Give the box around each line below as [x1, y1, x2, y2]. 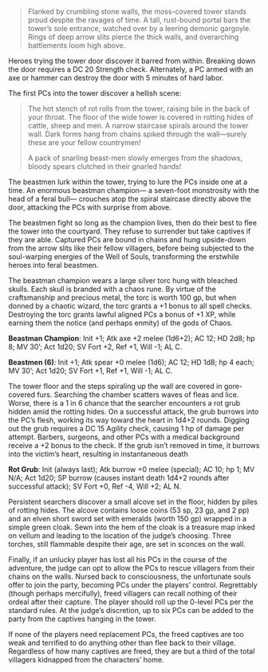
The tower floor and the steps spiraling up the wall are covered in [8, 382, 223, 391]
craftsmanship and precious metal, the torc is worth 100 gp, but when [8, 293, 237, 302]
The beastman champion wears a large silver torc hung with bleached [8, 276, 238, 285]
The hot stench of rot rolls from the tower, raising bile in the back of [27, 104, 250, 113]
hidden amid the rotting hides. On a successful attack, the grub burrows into [8, 407, 259, 416]
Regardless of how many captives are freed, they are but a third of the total [8, 646, 255, 656]
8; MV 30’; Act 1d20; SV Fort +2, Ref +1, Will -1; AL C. [8, 342, 183, 352]
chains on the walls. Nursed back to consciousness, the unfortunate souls [8, 572, 251, 581]
